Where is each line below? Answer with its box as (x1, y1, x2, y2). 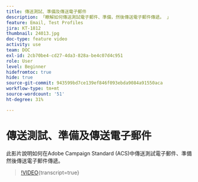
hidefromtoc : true (6, 69, 52, 75)
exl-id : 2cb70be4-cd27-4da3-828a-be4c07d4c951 (6, 53, 123, 58)
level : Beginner (6, 63, 46, 70)
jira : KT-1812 (6, 25, 41, 31)
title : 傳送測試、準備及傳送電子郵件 (6, 8, 87, 15)
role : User (6, 58, 33, 64)
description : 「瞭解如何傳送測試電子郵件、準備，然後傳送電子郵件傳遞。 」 (6, 14, 172, 20)
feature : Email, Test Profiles (6, 19, 84, 25)
